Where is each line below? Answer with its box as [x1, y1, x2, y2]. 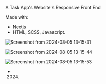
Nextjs [12, 24, 26, 30]
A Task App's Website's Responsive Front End [5, 5, 101, 10]
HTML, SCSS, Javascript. [12, 29, 66, 35]
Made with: [5, 14, 29, 20]
